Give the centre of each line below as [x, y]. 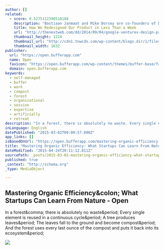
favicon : [18, 64]
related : [14, 14]
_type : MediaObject [25, 169]
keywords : [15, 73]
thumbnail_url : [29, 42]
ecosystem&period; [25, 233]
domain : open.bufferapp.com [38, 69]
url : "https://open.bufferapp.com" [46, 55]
